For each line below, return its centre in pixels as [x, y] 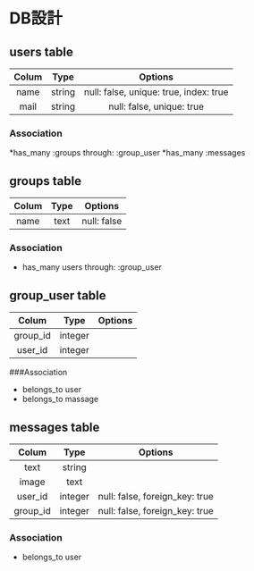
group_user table [58, 295]
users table [42, 51]
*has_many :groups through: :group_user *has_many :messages [127, 153]
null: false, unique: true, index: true [156, 92]
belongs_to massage [60, 399]
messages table [55, 427]
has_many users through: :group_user [92, 267]
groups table [46, 181]
